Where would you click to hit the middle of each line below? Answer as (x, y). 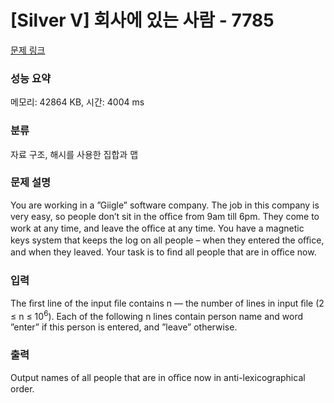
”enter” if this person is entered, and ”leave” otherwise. (124, 327)
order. (22, 389)
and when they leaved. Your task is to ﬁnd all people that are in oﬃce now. (163, 252)
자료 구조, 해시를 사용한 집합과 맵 (74, 154)
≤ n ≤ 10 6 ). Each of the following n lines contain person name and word (157, 315)
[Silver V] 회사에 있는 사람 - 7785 (142, 20)
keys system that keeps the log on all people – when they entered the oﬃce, (167, 240)
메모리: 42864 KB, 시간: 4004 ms (77, 102)
